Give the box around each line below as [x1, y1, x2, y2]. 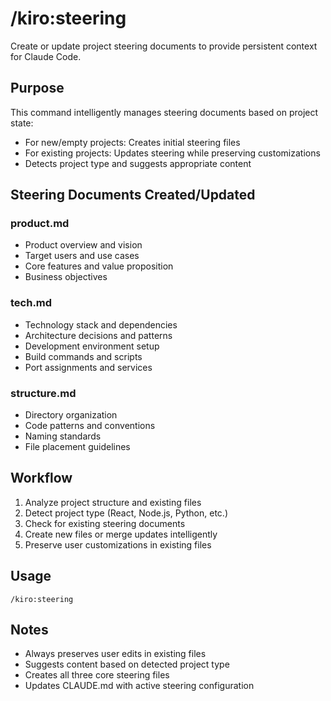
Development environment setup [24, 340, 160, 352]
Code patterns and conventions [24, 420, 156, 432]
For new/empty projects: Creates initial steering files [24, 136, 241, 148]
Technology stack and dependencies [24, 318, 178, 331]
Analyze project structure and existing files [24, 496, 202, 508]
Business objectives [24, 271, 108, 283]
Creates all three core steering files [24, 669, 170, 681]
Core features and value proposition [24, 260, 174, 272]
